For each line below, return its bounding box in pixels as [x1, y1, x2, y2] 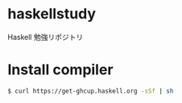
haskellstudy [7, 5, 96, 23]
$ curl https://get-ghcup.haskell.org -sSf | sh [7, 87, 174, 95]
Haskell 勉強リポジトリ [7, 32, 84, 42]
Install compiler [7, 61, 114, 79]
